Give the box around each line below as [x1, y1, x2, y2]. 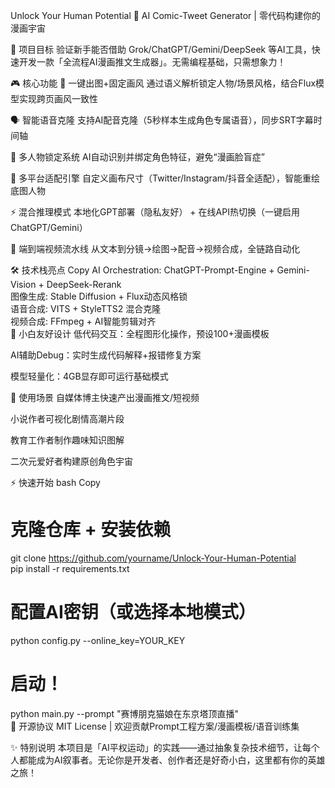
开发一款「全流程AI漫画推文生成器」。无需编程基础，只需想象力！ [18, 56, 287, 68]
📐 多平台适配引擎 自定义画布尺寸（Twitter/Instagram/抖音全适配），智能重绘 [10, 172, 321, 184]
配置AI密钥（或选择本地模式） [10, 601, 257, 624]
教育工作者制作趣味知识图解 [10, 434, 125, 446]
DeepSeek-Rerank [46, 279, 122, 290]
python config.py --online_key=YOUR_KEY [10, 634, 186, 646]
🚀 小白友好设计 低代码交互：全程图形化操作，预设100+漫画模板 [10, 328, 270, 339]
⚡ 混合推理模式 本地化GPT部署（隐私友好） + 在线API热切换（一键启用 [10, 206, 300, 218]
